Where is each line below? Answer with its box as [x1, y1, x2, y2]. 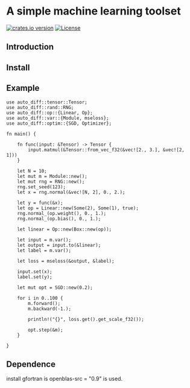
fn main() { [6, 131, 36, 137]
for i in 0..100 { [17, 295, 63, 301]
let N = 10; [17, 168, 47, 174]
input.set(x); [17, 268, 52, 275]
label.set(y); [17, 274, 52, 280]
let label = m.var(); [17, 247, 71, 254]
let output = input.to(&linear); [17, 242, 101, 248]
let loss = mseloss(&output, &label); [17, 258, 115, 264]
